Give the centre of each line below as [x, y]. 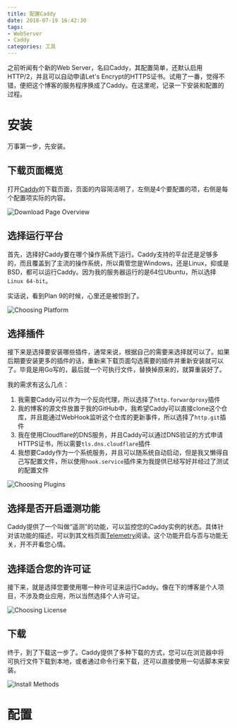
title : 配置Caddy [32, 14]
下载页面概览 [35, 171]
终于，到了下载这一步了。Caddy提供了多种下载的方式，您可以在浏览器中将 [116, 652]
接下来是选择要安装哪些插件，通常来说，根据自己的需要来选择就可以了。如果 [119, 352]
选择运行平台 [35, 236]
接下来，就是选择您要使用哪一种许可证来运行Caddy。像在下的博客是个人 [113, 587]
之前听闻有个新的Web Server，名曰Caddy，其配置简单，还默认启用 [105, 67]
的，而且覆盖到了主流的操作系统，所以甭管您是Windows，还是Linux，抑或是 [118, 263]
